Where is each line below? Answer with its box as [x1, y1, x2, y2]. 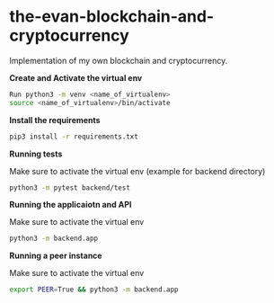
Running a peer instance [9, 250, 102, 262]
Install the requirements [9, 114, 101, 125]
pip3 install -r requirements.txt [9, 132, 139, 141]
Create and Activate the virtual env [9, 72, 143, 83]
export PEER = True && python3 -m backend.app [9, 285, 179, 294]
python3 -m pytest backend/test [9, 183, 130, 192]
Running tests [9, 148, 63, 159]
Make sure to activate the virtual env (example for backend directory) [9, 165, 266, 176]
